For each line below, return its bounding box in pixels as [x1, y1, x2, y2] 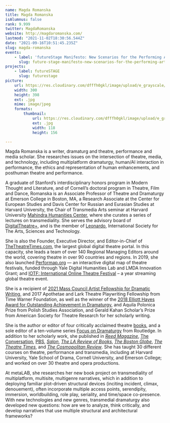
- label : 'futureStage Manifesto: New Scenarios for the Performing [14, 54, 162, 60]
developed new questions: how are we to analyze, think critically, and [5, 402, 150, 408]
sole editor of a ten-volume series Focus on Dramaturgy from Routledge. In [5, 328, 162, 334]
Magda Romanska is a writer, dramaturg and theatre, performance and [5, 148, 152, 155]
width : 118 [32, 125, 56, 130]
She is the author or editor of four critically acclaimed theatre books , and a [5, 323, 161, 329]
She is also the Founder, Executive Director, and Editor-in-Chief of [5, 238, 143, 244]
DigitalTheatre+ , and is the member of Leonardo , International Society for [5, 223, 158, 229]
